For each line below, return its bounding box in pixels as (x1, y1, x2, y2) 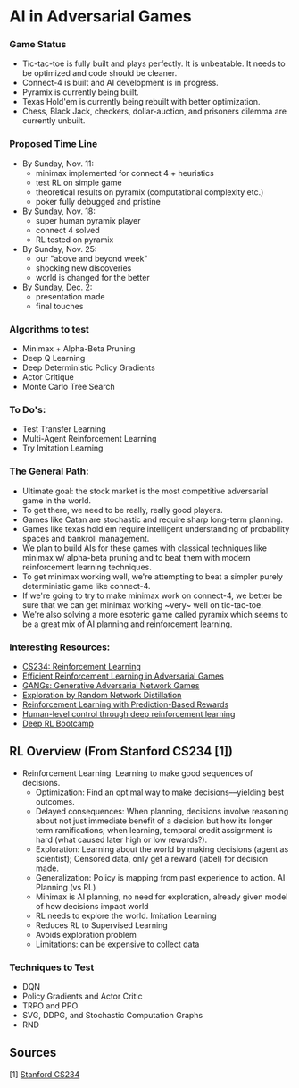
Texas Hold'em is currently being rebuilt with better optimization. (21, 97, 261, 107)
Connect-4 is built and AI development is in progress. (21, 78, 219, 89)
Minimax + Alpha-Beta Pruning (21, 343, 136, 354)
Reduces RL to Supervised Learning (35, 919, 168, 931)
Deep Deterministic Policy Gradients (21, 362, 156, 373)
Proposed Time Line (9, 138, 98, 150)
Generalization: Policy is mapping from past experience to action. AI (35, 872, 286, 882)
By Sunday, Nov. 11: (21, 158, 95, 169)
